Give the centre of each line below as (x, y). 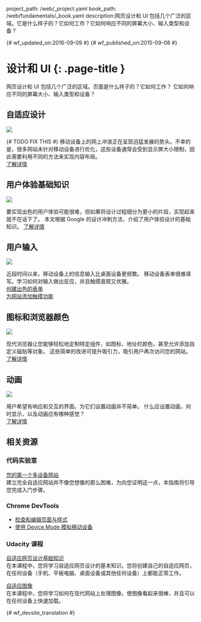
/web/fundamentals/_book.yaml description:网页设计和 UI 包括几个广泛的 (96, 16)
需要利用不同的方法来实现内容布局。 (56, 156)
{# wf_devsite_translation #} (41, 613)
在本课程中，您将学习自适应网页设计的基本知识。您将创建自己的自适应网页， (100, 566)
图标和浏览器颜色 (38, 317)
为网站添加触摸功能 (30, 297)
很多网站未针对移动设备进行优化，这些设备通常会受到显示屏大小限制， (103, 149)
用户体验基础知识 (38, 185)
